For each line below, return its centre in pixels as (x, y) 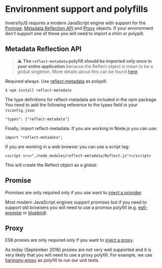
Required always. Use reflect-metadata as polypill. (56, 81)
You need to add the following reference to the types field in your (71, 105)
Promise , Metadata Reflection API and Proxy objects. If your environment (79, 28)
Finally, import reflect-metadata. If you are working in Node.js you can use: (81, 128)
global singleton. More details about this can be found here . (78, 71)
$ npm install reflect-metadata (38, 90)
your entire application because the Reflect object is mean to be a (85, 66)
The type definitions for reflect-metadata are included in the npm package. (81, 99)
